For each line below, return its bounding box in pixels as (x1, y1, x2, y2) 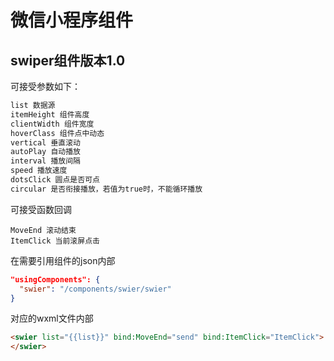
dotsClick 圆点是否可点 (10, 175, 100, 185)
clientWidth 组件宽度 (10, 119, 95, 129)
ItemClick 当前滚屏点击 (10, 236, 100, 246)
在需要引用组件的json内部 (10, 254, 116, 266)
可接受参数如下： (10, 81, 81, 92)
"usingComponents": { (10, 274, 101, 285)
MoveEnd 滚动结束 (10, 225, 77, 235)
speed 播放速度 (10, 166, 68, 176)
